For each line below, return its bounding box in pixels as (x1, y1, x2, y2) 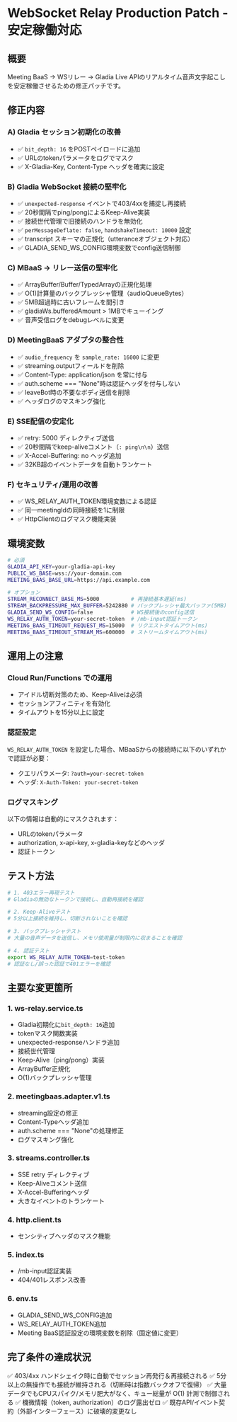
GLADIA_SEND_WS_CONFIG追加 (17, 1311, 112, 1319)
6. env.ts (7, 1294, 38, 1304)
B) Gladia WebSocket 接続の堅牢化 (7, 182, 127, 192)
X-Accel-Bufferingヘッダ (17, 1188, 90, 1196)
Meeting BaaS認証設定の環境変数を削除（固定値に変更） (17, 1329, 183, 1337)
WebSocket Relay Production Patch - (7, 5, 229, 21)
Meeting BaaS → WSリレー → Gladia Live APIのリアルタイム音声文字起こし (7, 73, 226, 81)
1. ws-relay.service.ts (7, 1003, 83, 1013)
